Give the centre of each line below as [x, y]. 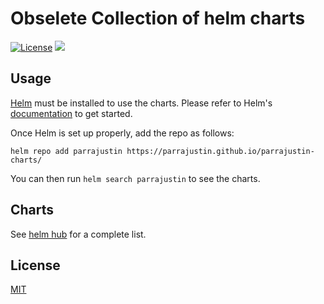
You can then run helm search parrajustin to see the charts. [135, 178]
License [35, 265]
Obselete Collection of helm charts [158, 18]
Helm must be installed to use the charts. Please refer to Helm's [141, 103]
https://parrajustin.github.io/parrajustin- [220, 151]
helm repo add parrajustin [66, 151]
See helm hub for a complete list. [78, 234]
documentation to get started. [71, 113]
